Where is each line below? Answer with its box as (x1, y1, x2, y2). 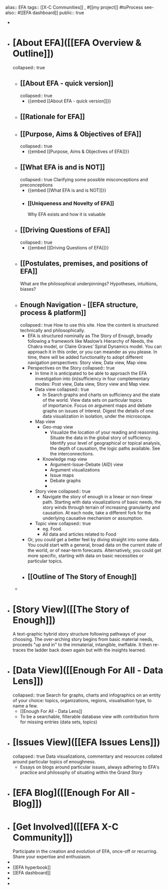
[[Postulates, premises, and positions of (20, 259, 148, 268)
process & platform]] (20, 308, 87, 317)
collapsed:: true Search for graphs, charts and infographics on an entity (12, 692, 161, 698)
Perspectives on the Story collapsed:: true (27, 364, 115, 371)
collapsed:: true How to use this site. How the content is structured (20, 322, 158, 328)
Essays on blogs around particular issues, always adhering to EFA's (20, 764, 159, 770)
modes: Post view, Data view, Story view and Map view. (35, 381, 150, 387)
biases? (20, 286, 36, 292)
